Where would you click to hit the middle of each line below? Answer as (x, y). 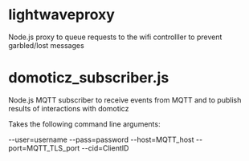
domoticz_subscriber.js (89, 78)
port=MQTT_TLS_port (44, 148)
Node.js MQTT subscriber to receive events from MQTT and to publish (125, 100)
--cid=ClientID (105, 148)
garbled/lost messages (46, 45)
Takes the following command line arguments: (84, 124)
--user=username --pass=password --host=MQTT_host (101, 139)
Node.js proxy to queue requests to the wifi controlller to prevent (115, 37)
